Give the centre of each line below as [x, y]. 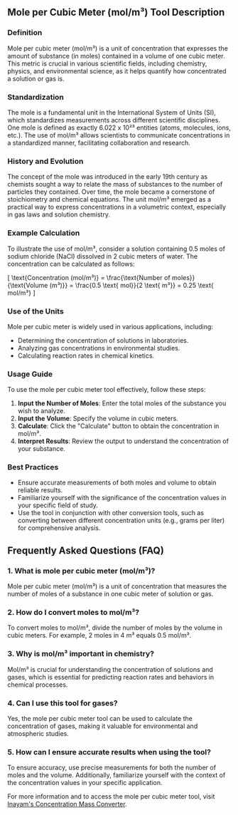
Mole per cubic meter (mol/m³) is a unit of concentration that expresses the [118, 48]
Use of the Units [36, 311]
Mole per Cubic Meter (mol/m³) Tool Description [116, 12]
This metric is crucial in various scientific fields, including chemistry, [107, 63]
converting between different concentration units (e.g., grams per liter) [121, 521]
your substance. [41, 449]
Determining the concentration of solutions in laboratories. [103, 340]
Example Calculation [44, 233]
